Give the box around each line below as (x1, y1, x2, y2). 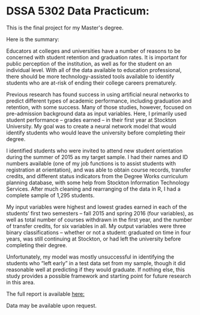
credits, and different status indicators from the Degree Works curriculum (6, 172, 188, 179)
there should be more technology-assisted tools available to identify (6, 73, 175, 80)
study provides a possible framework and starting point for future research (6, 272, 191, 280)
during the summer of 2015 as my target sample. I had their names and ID (6, 153, 188, 160)
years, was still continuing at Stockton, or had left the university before (6, 235, 181, 242)
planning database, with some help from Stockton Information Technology (6, 179, 190, 186)
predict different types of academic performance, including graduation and (6, 97, 192, 104)
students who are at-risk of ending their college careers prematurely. (6, 79, 177, 86)
